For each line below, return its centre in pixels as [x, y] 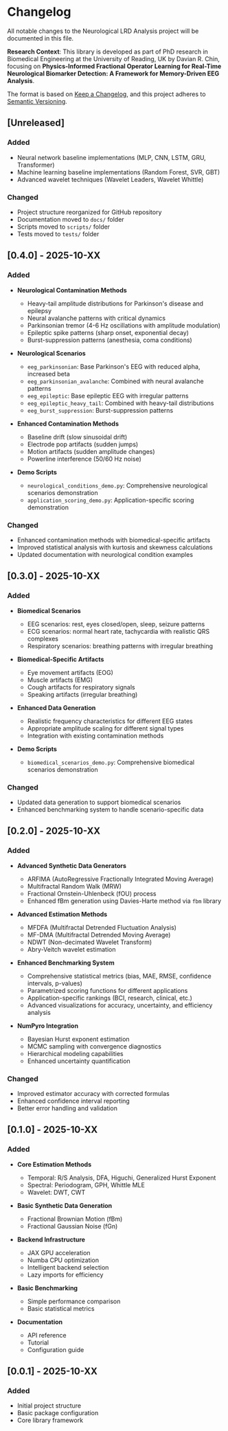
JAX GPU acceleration [59, 1252]
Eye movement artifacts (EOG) [70, 672]
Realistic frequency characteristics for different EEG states [110, 721]
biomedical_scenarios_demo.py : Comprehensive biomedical [111, 762]
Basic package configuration [58, 1413]
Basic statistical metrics [61, 1308]
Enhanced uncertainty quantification [79, 1061]
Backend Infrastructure [51, 1239]
